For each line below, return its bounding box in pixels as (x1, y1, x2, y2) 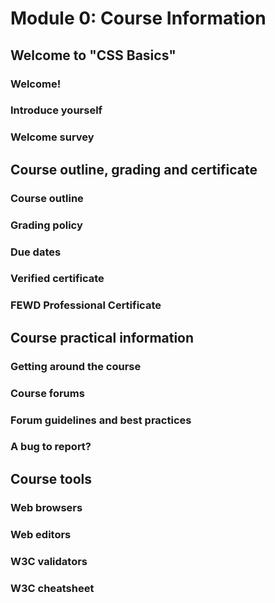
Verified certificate (10, 272, 105, 286)
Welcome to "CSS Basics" (10, 47, 177, 64)
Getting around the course (10, 359, 142, 373)
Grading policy (10, 218, 83, 232)
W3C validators (10, 554, 88, 568)
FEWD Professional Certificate (10, 298, 162, 312)
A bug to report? (10, 440, 92, 454)
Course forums (10, 386, 85, 400)
